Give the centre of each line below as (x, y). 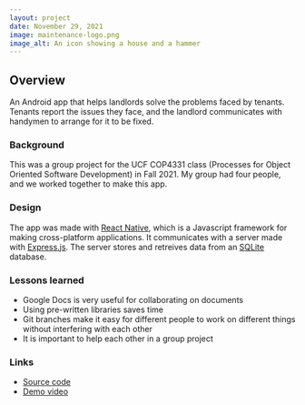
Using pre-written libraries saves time (93, 309)
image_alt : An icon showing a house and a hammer (105, 43)
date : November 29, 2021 (56, 26)
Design (25, 208)
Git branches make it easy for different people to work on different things (159, 319)
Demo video (45, 391)
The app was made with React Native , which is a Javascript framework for (148, 228)
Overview (38, 80)
